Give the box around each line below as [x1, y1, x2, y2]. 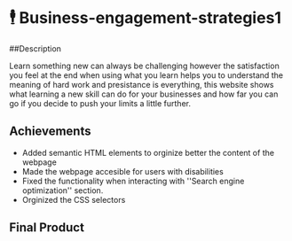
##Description [9, 43, 62, 54]
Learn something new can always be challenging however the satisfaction [9, 60, 280, 71]
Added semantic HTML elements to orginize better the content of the [21, 147, 275, 158]
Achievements [9, 124, 91, 139]
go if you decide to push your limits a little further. [9, 97, 191, 108]
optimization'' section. [21, 184, 104, 196]
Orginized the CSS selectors [21, 194, 126, 205]
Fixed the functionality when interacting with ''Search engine [21, 175, 245, 186]
